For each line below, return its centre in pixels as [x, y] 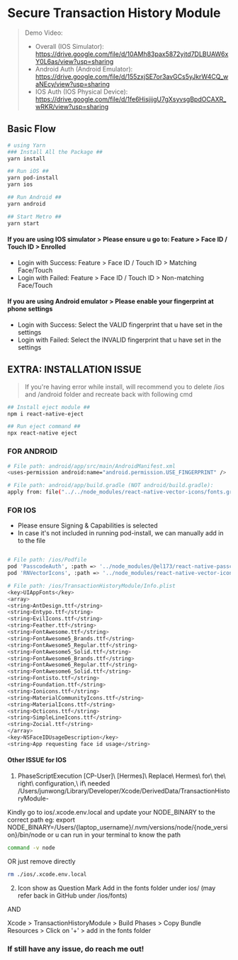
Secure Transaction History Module [114, 13]
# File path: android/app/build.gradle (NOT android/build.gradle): [110, 486]
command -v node [31, 848]
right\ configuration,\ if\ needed [64, 783]
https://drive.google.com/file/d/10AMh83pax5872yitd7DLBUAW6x [132, 54]
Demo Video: [44, 33]
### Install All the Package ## [55, 152]
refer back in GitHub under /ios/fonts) [72, 895]
